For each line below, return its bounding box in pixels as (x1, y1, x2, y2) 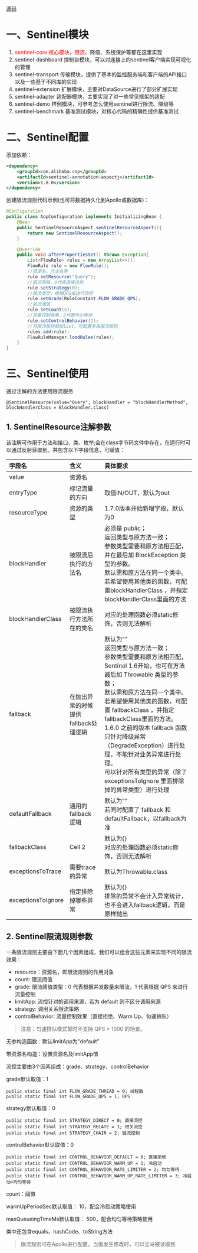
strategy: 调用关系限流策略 (14, 1005, 80, 1012)
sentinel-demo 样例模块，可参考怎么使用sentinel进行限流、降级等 (14, 100, 174, 108)
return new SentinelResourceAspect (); (27, 230, 123, 236)
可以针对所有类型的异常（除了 (104, 767, 187, 776)
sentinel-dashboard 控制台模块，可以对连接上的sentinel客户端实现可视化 (14, 56, 192, 63)
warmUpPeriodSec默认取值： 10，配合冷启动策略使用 (6, 1203, 137, 1210)
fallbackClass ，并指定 (111, 705, 175, 714)
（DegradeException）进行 (104, 741, 180, 749)
